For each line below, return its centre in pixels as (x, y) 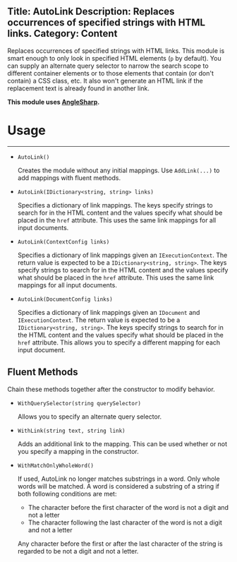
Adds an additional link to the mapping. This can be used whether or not (122, 443)
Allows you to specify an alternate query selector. (90, 417)
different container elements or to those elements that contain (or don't (110, 73)
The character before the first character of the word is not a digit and (128, 507)
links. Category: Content (62, 34)
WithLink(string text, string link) (71, 431)
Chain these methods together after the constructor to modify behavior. (111, 389)
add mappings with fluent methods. (69, 178)
